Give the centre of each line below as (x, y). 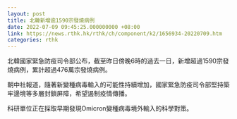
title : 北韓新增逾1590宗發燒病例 (51, 20)
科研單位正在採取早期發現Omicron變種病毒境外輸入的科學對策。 (100, 108)
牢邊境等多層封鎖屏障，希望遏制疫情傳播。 (69, 94)
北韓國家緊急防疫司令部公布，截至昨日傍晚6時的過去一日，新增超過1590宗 (115, 61)
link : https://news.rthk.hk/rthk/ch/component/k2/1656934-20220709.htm (115, 33)
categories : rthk (33, 40)
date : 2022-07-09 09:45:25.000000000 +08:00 (74, 27)
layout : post (26, 14)
